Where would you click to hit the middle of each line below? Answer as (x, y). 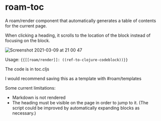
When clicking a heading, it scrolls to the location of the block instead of (78, 35)
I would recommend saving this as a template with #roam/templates (73, 78)
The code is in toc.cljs (27, 69)
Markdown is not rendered (39, 97)
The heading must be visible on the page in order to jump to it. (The (80, 102)
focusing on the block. (28, 40)
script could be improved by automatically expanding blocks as (76, 108)
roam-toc (24, 7)
